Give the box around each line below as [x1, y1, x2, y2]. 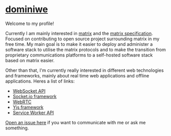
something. [5, 125, 29, 131]
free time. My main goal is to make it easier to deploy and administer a [5, 41, 153, 47]
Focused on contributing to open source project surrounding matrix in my [5, 36, 160, 42]
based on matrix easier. [5, 57, 55, 63]
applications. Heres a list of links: [5, 78, 75, 84]
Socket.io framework [12, 93, 57, 99]
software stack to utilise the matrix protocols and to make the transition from [5, 46, 166, 52]
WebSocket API [12, 88, 46, 94]
